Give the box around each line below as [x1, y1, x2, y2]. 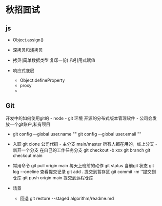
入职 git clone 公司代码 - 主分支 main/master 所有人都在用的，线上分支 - [12, 141, 158, 147]
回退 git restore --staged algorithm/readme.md [20, 195, 114, 201]
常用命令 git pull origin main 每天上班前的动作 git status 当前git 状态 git [12, 162, 154, 168]
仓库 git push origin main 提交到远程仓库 [12, 174, 94, 180]
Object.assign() [12, 37, 44, 43]
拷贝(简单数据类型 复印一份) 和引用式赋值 [12, 57, 96, 63]
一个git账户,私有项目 [9, 121, 51, 127]
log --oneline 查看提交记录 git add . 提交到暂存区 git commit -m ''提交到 [12, 169, 156, 174]
